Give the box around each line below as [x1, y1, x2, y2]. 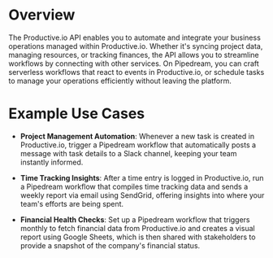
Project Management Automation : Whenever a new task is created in [19, 131, 254, 141]
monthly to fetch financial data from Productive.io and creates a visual [19, 223, 255, 233]
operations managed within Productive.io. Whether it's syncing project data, [8, 41, 263, 50]
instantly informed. [19, 157, 84, 167]
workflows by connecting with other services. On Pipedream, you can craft [8, 59, 260, 68]
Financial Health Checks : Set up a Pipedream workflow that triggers [19, 214, 250, 225]
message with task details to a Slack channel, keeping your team [19, 148, 237, 158]
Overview [8, 6, 76, 24]
